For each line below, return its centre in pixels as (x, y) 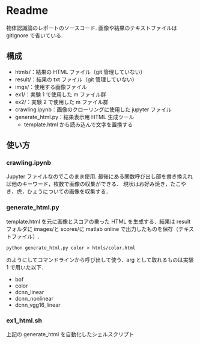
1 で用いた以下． (26, 267)
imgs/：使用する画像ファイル (51, 87)
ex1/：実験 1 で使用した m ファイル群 (60, 94)
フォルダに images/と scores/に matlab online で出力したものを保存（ (92, 229)
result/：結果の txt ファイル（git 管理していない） (76, 79)
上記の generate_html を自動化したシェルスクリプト (70, 334)
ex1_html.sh (24, 321)
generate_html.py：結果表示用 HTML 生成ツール (74, 117)
